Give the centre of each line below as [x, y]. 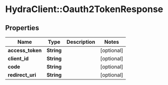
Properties [22, 28]
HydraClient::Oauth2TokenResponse [84, 9]
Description [81, 42]
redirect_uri [22, 75]
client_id [18, 59]
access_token [25, 50]
